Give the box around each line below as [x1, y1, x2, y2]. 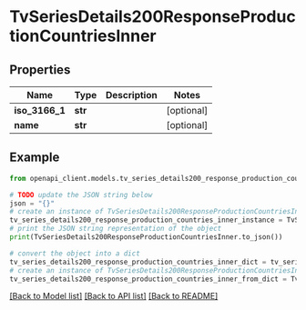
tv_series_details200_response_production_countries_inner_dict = [9, 257, 267, 266]
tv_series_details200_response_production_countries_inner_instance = [9, 215, 283, 225]
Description [106, 89, 158, 101]
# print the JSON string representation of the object [9, 225, 222, 234]
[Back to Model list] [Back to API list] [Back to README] [9, 291, 219, 302]
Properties [9, 62, 71, 77]
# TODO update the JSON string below [9, 190, 153, 199]
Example [9, 150, 60, 165]
